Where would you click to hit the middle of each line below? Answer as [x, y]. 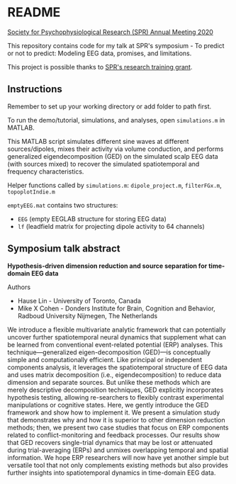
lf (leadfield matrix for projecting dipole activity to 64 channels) [111, 226]
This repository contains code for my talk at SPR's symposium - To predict [116, 45]
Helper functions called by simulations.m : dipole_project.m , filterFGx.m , [114, 185]
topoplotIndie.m [31, 192]
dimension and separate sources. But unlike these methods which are [109, 382]
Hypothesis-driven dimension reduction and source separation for [107, 266]
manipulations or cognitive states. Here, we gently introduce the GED [108, 405]
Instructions [35, 89]
